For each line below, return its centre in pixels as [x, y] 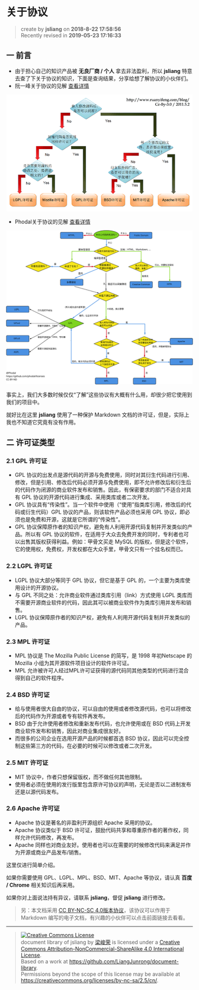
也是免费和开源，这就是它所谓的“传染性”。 [72, 520]
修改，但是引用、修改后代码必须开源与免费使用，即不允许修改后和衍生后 [103, 482]
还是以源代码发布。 [38, 792]
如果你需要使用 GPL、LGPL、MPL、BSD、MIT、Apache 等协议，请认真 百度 [99, 877]
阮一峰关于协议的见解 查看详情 [52, 86]
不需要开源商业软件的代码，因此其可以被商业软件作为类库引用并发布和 [100, 602]
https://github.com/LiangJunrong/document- [124, 961]
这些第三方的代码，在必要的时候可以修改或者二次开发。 [87, 746]
